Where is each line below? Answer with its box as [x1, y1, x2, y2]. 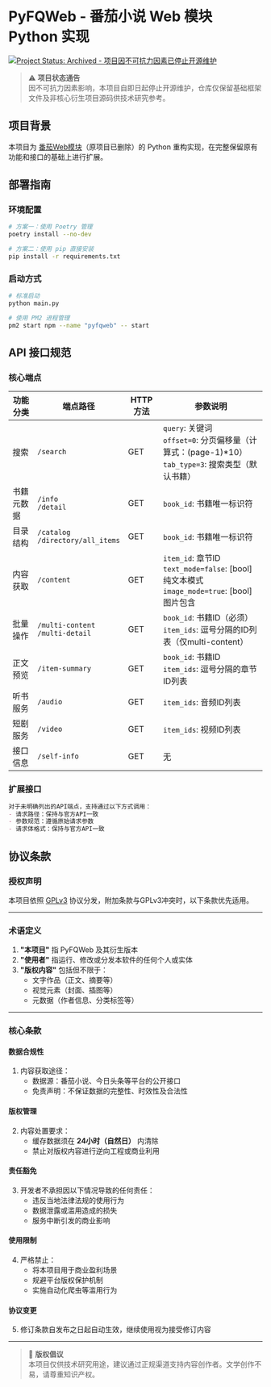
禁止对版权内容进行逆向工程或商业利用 [31, 1146, 160, 1155]
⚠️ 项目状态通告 [27, 73, 81, 82]
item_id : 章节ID [162, 553, 221, 564]
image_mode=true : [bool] [162, 586, 252, 597]
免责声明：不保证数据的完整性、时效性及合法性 [31, 1086, 188, 1096]
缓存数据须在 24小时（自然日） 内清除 [31, 1135, 159, 1146]
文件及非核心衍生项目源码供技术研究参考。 [27, 93, 170, 102]
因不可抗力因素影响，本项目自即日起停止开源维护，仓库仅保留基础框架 [27, 82, 262, 93]
